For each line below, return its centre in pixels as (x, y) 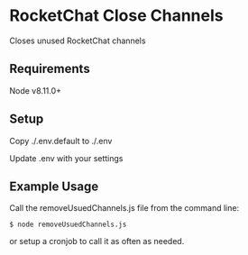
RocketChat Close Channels (116, 16)
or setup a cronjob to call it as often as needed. (97, 241)
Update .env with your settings (66, 158)
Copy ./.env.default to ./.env (61, 141)
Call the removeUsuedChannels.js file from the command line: (124, 208)
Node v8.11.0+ (35, 90)
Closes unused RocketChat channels (78, 41)
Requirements (50, 69)
